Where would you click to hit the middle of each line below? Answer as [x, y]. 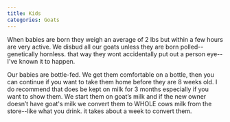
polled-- [192, 47]
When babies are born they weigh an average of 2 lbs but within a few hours [115, 39]
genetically [23, 54]
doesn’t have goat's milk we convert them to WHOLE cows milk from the [110, 103]
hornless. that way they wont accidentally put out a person [123, 54]
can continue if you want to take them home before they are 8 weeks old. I [112, 82]
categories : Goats [33, 20]
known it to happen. [47, 61]
